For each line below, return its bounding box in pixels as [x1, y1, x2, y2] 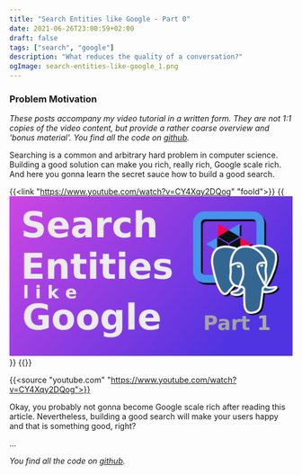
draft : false [9, 33, 58, 42]
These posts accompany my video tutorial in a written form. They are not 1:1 [9, 113, 292, 124]
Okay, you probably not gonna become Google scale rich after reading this [9, 401, 286, 412]
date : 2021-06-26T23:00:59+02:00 [9, 23, 135, 33]
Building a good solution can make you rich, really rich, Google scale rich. [9, 159, 281, 170]
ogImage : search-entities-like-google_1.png [9, 62, 179, 71]
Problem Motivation [9, 93, 97, 105]
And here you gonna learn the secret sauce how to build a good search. [9, 169, 275, 180]
